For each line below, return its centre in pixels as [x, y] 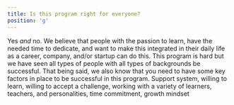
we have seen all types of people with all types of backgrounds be [104, 63]
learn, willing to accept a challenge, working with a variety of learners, [110, 86]
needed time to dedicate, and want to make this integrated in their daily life [116, 48]
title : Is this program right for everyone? [74, 14]
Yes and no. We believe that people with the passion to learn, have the [110, 40]
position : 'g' [28, 21]
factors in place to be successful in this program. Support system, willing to [117, 78]
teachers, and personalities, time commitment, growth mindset [98, 94]
